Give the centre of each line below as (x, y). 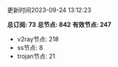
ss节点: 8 (30, 48)
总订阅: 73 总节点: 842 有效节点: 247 (59, 25)
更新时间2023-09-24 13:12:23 (49, 10)
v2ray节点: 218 (38, 39)
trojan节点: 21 (36, 56)
